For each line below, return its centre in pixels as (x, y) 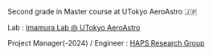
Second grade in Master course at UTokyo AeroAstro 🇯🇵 (102, 12)
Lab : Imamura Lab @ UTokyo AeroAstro (74, 28)
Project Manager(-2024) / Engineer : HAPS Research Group (106, 43)
